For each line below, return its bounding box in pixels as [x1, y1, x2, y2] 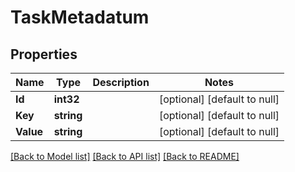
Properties [10, 46, 78, 63]
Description [92, 76, 150, 89]
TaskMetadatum [10, 6, 150, 29]
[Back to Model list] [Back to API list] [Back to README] [10, 151, 240, 162]
